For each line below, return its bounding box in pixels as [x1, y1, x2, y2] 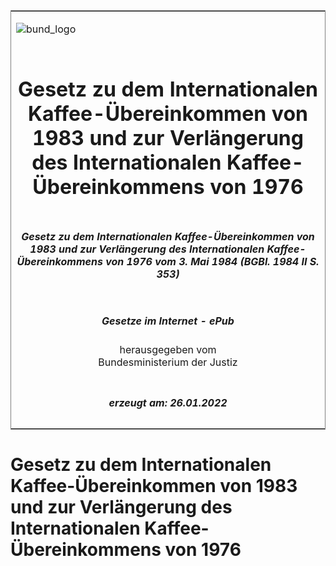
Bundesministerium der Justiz [98, 355, 238, 369]
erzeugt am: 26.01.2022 [108, 395, 228, 409]
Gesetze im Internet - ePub [101, 314, 235, 328]
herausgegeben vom [119, 343, 217, 357]
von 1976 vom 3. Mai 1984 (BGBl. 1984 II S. [105, 254, 320, 268]
